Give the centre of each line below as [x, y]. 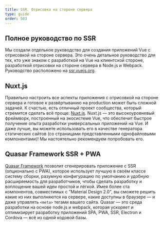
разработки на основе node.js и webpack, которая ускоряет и [69, 207]
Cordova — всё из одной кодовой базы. [46, 217]
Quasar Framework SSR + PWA [53, 154]
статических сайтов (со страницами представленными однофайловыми [81, 134]
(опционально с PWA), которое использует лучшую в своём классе [75, 171]
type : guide [17, 14]
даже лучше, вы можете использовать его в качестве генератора [74, 129]
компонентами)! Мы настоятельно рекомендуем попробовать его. [75, 139]
